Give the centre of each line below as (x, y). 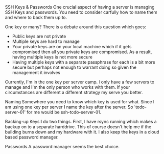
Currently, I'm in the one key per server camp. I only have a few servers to (80, 82)
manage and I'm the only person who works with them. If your (68, 87)
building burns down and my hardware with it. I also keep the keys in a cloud (82, 132)
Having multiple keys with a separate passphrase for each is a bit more (84, 62)
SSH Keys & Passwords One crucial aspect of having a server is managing (80, 7)
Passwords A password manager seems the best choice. (62, 146)
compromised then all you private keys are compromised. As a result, (82, 52)
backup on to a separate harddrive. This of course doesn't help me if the (78, 127)
